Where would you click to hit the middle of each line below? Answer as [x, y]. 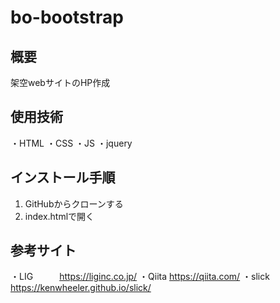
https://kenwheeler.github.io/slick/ [81, 288]
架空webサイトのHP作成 [60, 82]
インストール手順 [63, 177]
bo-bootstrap [67, 17]
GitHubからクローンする [74, 203]
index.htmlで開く [59, 216]
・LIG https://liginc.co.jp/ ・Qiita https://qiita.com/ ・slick [140, 277]
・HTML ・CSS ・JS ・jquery [71, 143]
